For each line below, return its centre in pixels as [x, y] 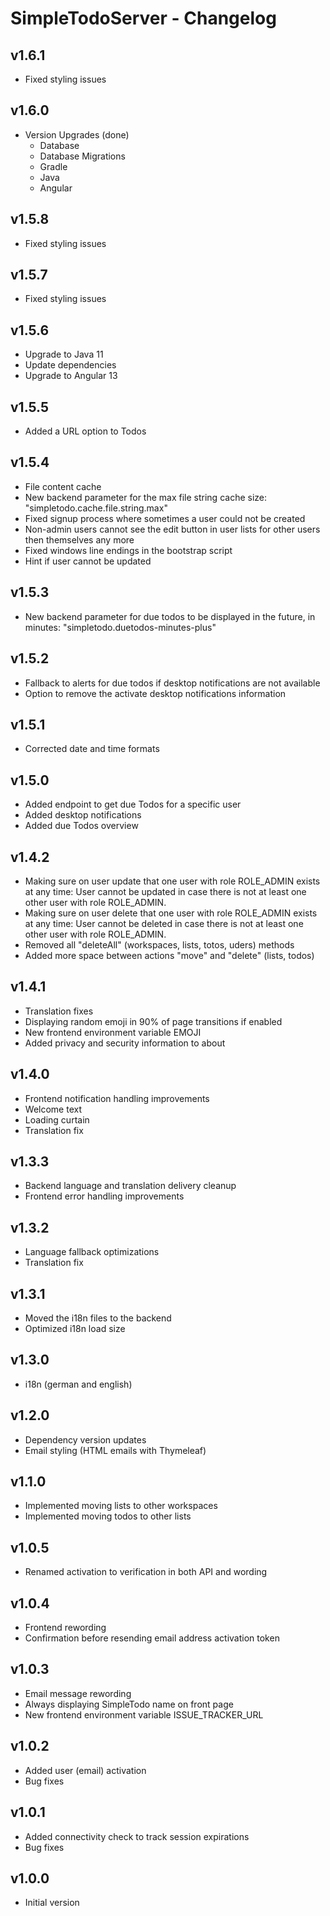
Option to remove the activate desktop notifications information [155, 693]
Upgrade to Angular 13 [71, 376]
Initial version [52, 1903]
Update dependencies [70, 365]
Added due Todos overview [81, 826]
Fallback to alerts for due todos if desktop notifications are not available [172, 683]
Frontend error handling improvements [104, 1196]
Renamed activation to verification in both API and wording [146, 1572]
